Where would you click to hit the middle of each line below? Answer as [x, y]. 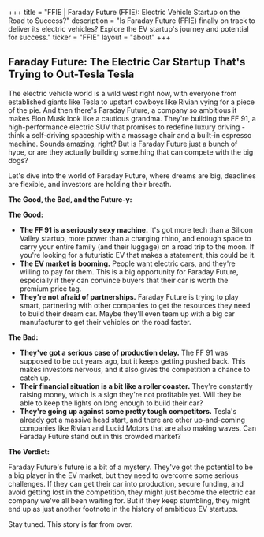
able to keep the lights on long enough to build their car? [111, 403]
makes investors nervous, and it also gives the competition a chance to [135, 369]
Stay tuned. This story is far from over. [71, 524]
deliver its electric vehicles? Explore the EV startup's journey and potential [129, 29]
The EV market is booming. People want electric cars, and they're [127, 263]
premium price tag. [50, 289]
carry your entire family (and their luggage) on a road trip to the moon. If [137, 246]
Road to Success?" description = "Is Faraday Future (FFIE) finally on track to [132, 21]
